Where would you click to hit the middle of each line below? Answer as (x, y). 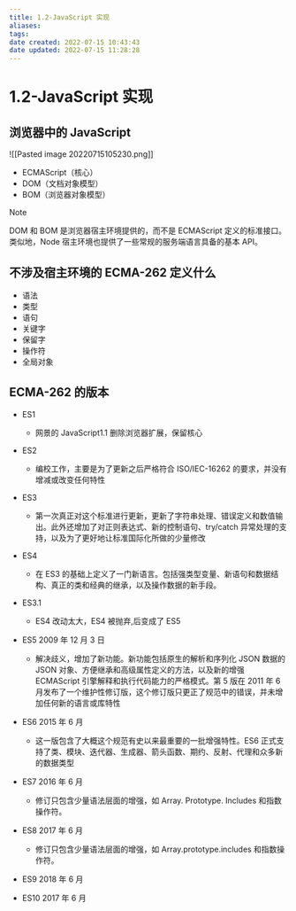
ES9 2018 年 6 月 (53, 879)
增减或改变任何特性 (70, 479)
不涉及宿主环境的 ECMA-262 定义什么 (113, 273)
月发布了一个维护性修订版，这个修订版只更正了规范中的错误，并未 (155, 691)
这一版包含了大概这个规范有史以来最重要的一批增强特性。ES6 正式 (156, 740)
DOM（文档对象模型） (62, 183)
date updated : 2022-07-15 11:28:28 (75, 51)
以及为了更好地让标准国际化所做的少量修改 (128, 538)
